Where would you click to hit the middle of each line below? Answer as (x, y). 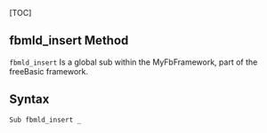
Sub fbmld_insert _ (45, 120)
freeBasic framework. (49, 71)
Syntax (29, 100)
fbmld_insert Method (69, 40)
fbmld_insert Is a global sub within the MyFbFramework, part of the (133, 62)
